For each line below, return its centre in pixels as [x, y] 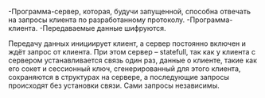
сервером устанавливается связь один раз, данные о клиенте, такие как [132, 60]
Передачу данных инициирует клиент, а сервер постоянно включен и [127, 43]
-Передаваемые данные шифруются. [103, 28]
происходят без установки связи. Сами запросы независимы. [114, 85]
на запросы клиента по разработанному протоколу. [97, 20]
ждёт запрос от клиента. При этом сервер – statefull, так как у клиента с [132, 52]
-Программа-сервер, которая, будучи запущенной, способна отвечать [129, 11]
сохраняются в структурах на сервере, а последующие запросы [119, 77]
